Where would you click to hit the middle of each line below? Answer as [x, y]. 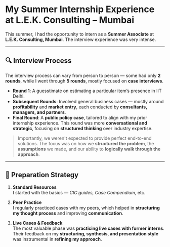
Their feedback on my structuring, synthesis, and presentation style [85, 233]
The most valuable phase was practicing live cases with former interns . [88, 228]
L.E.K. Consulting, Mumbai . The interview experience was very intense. [81, 39]
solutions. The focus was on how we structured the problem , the [86, 143]
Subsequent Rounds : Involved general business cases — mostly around [88, 101]
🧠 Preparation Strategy [42, 175]
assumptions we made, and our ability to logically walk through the [89, 149]
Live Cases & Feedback [37, 223]
